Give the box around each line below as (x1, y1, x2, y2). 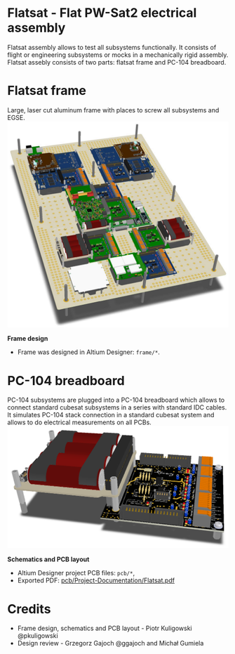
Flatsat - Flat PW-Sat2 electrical (7, 5, 197, 21)
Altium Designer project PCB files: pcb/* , (17, 569, 135, 577)
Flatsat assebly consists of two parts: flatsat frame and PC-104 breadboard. (7, 58, 227, 66)
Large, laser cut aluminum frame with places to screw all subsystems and (7, 105, 220, 114)
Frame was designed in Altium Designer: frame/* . (17, 348, 160, 356)
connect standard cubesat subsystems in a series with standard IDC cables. (7, 403, 227, 412)
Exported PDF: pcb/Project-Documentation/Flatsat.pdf (17, 576, 175, 584)
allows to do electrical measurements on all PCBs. (7, 418, 152, 426)
